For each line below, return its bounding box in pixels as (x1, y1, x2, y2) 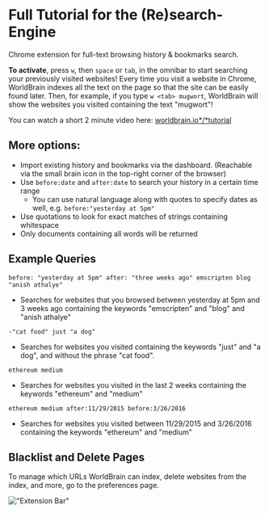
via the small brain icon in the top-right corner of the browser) (19, 168, 227, 179)
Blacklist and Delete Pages (8, 450, 145, 464)
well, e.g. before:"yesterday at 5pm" (32, 203, 155, 212)
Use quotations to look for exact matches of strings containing (19, 212, 229, 221)
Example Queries (8, 252, 97, 266)
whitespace (19, 220, 59, 229)
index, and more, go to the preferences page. (8, 481, 159, 490)
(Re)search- (141, 6, 224, 24)
